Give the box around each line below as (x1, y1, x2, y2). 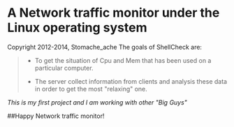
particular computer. (34, 63, 94, 72)
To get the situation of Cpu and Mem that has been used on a (34, 56, 212, 64)
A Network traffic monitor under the (7, 5, 220, 21)
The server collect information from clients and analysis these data (34, 77, 228, 85)
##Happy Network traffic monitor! (7, 112, 105, 120)
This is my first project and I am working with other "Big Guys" (7, 98, 187, 106)
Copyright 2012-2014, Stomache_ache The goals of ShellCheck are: (7, 43, 203, 51)
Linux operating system (7, 20, 147, 36)
